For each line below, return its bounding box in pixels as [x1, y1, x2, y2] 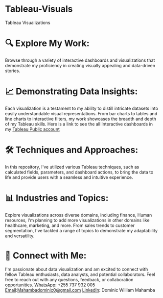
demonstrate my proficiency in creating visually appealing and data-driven [5, 62, 156, 68]
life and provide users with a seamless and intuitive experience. [5, 174, 133, 180]
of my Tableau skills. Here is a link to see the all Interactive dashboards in [5, 121, 153, 127]
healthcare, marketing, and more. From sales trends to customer [5, 222, 135, 228]
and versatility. [5, 233, 35, 239]
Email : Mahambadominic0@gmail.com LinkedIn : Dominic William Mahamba [5, 287, 155, 293]
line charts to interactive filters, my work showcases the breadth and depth [5, 116, 157, 122]
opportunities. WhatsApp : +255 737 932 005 [5, 282, 95, 288]
